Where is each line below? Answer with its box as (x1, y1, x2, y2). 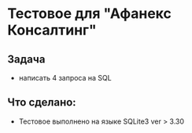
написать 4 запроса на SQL (18, 74, 112, 82)
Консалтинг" (7, 21, 97, 39)
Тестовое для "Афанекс (7, 5, 172, 23)
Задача (7, 52, 46, 66)
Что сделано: (7, 95, 76, 110)
